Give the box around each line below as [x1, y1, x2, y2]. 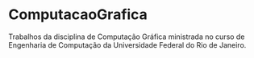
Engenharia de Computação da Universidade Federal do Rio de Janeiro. [8, 40, 247, 49]
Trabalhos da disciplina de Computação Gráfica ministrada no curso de [8, 32, 245, 41]
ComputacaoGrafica [8, 6, 148, 24]
